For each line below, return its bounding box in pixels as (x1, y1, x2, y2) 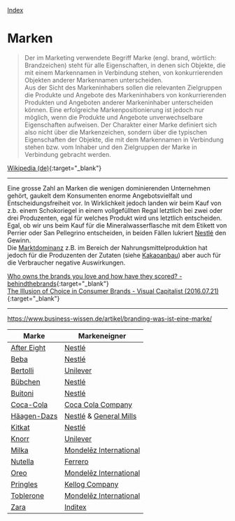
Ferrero (64, 457, 89, 466)
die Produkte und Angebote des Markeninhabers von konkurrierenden (24, 90, 227, 99)
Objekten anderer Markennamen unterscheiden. (24, 76, 163, 84)
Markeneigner (78, 331, 127, 340)
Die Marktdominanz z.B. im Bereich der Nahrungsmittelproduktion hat (7, 243, 208, 251)
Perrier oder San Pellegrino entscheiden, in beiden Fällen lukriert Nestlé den (7, 228, 227, 237)
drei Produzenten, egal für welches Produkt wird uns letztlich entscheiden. (7, 214, 222, 222)
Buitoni (10, 388, 34, 398)
